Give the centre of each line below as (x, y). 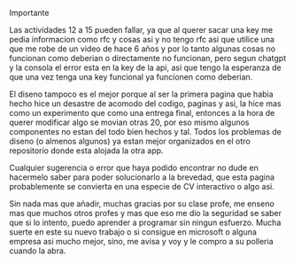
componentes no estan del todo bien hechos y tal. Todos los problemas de (145, 131)
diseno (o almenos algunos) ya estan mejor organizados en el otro (130, 141)
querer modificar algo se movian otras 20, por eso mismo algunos (129, 122)
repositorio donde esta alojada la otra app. (86, 151)
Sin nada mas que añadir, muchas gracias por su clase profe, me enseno (142, 204)
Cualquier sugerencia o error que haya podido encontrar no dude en (134, 168)
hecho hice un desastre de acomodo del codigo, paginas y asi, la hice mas (145, 104)
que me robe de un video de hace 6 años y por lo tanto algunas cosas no (143, 49)
